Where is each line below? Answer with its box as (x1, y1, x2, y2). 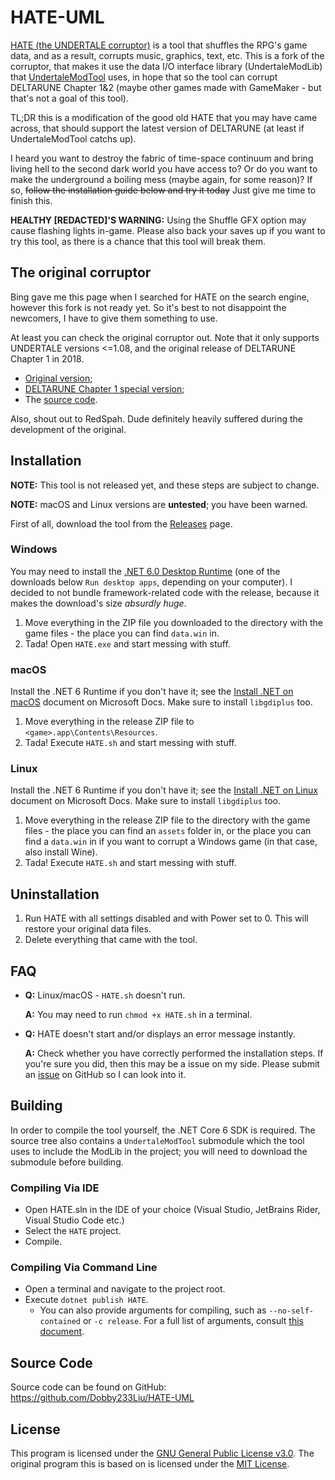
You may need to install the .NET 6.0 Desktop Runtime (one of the (10, 565, 281, 577)
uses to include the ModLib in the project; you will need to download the (10, 1145, 308, 1157)
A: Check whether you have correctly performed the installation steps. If (24, 1047, 324, 1060)
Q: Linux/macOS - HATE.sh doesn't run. (24, 989, 186, 1001)
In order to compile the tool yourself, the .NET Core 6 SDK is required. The (10, 1124, 316, 1136)
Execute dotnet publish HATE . (24, 1294, 149, 1306)
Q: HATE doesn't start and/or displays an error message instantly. (24, 1028, 296, 1040)
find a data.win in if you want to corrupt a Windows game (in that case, (24, 836, 318, 848)
